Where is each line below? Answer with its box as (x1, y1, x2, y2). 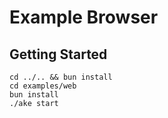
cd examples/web (9, 81, 77, 91)
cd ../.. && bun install (9, 72, 113, 82)
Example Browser (9, 6, 159, 29)
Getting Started (9, 46, 108, 63)
